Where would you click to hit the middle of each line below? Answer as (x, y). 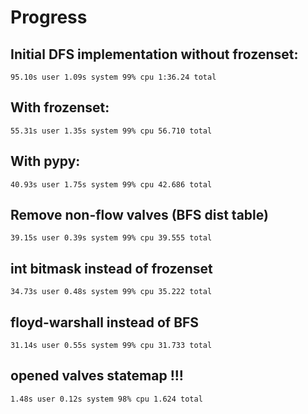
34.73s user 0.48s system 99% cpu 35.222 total (111, 292)
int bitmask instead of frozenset (111, 268)
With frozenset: (60, 107)
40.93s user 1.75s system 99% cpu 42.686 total (111, 184)
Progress (49, 17)
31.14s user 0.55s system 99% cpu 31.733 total (111, 346)
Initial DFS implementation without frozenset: (154, 54)
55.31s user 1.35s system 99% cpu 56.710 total (111, 131)
